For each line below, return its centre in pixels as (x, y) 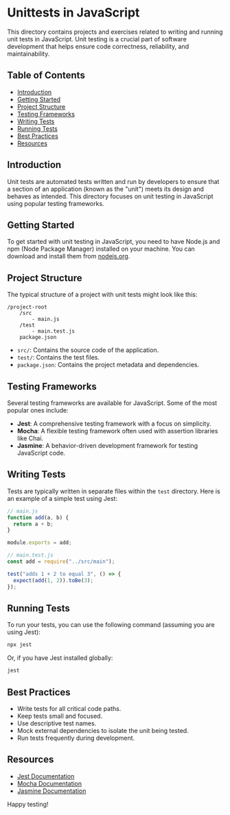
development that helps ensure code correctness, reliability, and (98, 46)
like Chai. (30, 438)
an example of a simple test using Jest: (62, 498)
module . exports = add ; (39, 543)
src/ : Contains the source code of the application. (88, 350)
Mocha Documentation (49, 783)
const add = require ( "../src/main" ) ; (61, 562)
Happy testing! (28, 804)
